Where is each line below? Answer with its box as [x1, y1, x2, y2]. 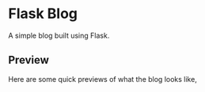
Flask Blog [8, 5, 78, 23]
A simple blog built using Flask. [8, 31, 110, 40]
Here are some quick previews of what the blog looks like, [8, 74, 198, 83]
